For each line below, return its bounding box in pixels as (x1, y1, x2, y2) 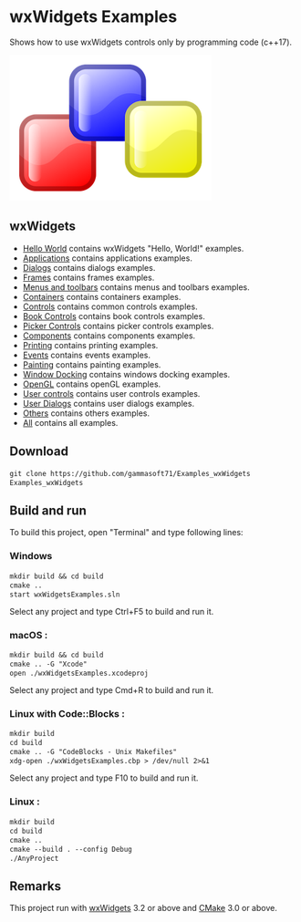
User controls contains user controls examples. (22, 388, 201, 399)
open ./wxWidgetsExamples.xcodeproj (9, 668, 149, 678)
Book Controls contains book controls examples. (22, 310, 205, 321)
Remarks (9, 878, 62, 894)
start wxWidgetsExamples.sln (9, 590, 120, 599)
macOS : (9, 628, 48, 641)
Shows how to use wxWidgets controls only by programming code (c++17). (9, 36, 293, 47)
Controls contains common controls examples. (22, 301, 198, 312)
